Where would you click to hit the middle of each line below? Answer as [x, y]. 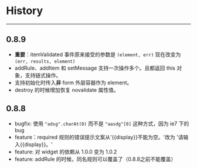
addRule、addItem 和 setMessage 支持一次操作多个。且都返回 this [95, 68]
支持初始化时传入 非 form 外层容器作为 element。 [73, 83]
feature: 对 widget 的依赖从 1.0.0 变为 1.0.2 [66, 152]
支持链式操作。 [43, 75]
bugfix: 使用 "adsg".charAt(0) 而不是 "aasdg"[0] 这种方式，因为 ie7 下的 [102, 124]
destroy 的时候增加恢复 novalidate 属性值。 [67, 90]
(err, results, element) [45, 61]
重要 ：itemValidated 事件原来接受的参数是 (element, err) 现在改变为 [98, 54]
